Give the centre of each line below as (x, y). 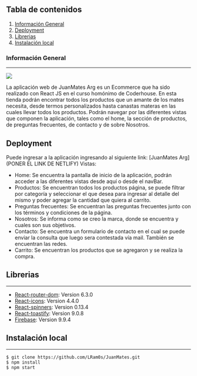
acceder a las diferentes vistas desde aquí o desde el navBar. (89, 181)
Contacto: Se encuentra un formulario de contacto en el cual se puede (100, 231)
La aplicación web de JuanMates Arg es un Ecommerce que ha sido (88, 87)
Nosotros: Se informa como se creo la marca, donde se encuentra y (96, 219)
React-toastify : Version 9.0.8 (49, 313)
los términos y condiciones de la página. (63, 212)
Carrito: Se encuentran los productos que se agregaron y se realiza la (98, 250)
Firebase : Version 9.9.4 (43, 320)
